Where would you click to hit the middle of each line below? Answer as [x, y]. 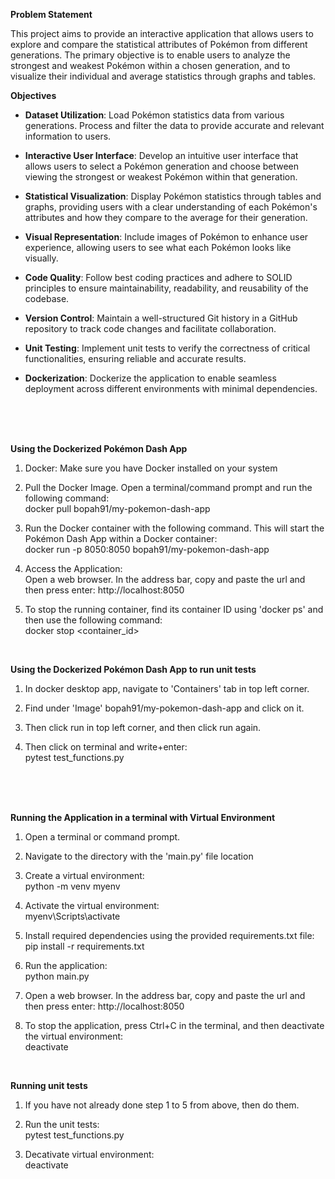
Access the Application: [73, 568]
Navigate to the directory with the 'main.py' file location [139, 856]
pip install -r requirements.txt [84, 946]
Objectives [33, 95]
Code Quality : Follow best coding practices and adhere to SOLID [158, 277]
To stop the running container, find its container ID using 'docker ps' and [174, 609]
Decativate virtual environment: [89, 1154]
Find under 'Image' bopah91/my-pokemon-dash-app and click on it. [164, 708]
